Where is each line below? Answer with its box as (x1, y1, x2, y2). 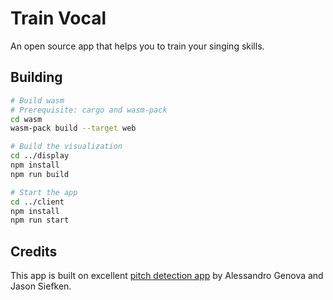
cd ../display (10, 151, 70, 161)
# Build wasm (10, 95, 65, 106)
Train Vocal (10, 7, 107, 30)
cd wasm (10, 114, 43, 124)
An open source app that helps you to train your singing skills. (10, 40, 265, 52)
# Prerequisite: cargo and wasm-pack (10, 105, 168, 115)
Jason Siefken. (10, 280, 72, 292)
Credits (10, 243, 58, 260)
